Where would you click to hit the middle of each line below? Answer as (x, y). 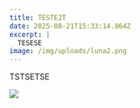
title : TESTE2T (38, 18)
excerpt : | (30, 34)
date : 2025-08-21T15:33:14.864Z (70, 26)
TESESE (30, 43)
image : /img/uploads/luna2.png (68, 51)
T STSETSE (29, 76)
